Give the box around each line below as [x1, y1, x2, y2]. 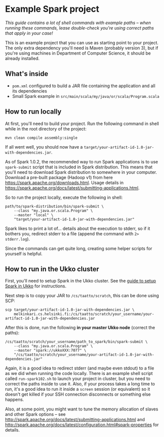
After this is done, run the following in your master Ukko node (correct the [5, 325, 155, 331]
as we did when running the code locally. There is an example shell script [5, 371, 153, 376]
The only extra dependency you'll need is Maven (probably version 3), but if [5, 45, 158, 51]
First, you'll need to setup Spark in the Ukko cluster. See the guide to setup [5, 278, 156, 284]
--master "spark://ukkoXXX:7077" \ [14, 348, 87, 353]
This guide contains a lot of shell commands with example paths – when [5, 20, 151, 26]
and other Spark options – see [5, 411, 66, 417]
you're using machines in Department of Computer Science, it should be [5, 50, 151, 56]
